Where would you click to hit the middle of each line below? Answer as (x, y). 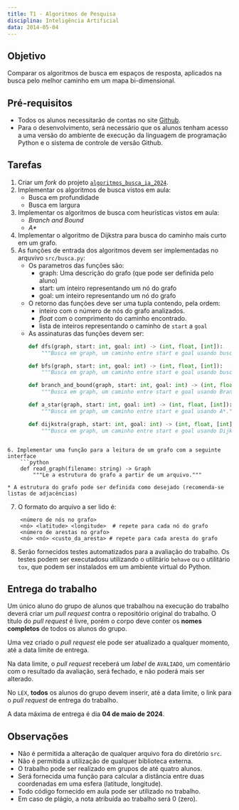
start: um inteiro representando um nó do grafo (108, 288)
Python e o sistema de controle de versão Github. (90, 143)
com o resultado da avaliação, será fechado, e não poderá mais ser (106, 671)
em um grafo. (37, 243)
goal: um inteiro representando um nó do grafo (107, 295)
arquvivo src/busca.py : (51, 257)
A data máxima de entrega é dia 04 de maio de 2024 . (86, 714)
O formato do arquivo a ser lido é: (67, 506)
